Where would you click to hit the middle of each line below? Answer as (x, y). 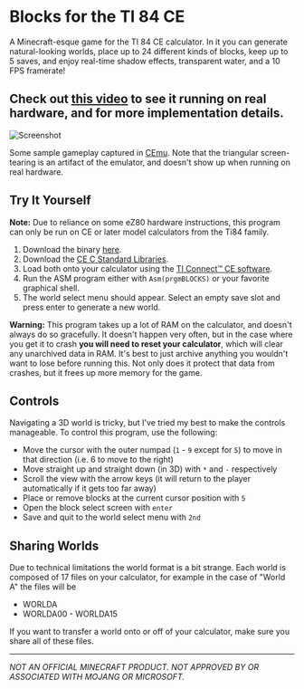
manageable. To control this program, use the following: (114, 433)
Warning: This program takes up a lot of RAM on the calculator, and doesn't (151, 324)
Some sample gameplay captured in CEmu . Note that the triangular (134, 152)
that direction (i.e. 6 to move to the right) (98, 460)
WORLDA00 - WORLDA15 (70, 614)
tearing (23, 162)
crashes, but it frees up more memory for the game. (106, 372)
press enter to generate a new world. (91, 307)
